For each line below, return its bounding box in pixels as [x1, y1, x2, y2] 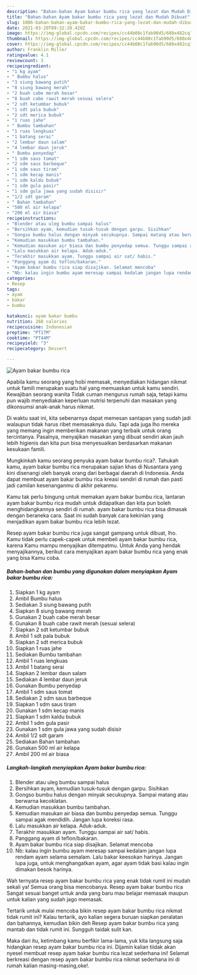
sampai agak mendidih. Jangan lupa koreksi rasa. [15, 816, 134, 823]
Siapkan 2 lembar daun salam [15, 669, 87, 676]
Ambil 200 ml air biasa [15, 750, 70, 757]
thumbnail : [6, 36, 33, 42]
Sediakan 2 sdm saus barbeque [15, 695, 92, 702]
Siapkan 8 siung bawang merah [15, 607, 92, 614]
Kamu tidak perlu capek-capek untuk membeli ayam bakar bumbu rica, [6, 536, 178, 542]
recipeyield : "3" [6, 340, 49, 346]
